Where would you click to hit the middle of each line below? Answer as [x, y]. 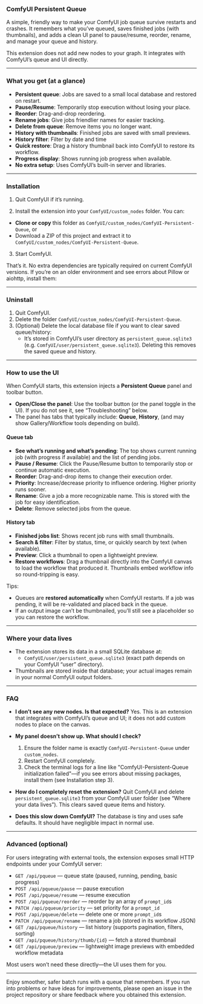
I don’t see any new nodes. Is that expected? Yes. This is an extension [103, 712]
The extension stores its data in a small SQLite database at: [89, 651]
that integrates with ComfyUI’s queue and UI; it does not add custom [100, 718]
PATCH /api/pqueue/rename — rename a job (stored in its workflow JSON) [105, 921]
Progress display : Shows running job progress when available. [93, 158]
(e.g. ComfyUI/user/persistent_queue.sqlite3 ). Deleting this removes [110, 345]
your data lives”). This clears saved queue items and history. [90, 805]
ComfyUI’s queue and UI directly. [47, 60]
